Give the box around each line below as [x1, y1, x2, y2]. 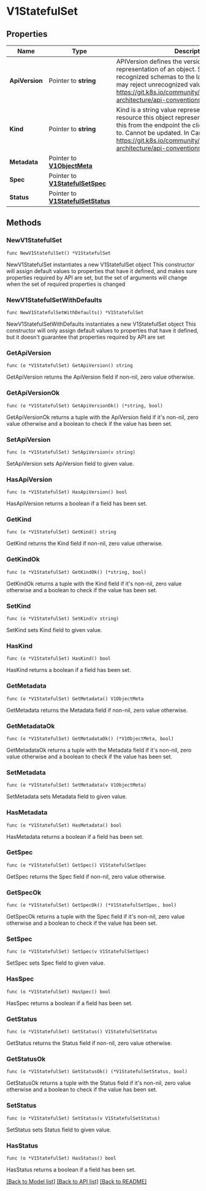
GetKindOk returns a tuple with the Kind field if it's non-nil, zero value [6, 580, 182, 587]
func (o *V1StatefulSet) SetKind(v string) [6, 615, 120, 622]
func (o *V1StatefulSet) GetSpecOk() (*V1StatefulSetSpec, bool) [6, 902, 177, 909]
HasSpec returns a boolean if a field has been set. [6, 999, 133, 1007]
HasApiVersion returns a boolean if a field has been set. [6, 500, 147, 507]
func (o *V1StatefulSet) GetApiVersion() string [6, 363, 133, 369]
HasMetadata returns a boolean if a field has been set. [6, 833, 144, 840]
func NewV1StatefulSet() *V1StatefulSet [6, 250, 112, 256]
